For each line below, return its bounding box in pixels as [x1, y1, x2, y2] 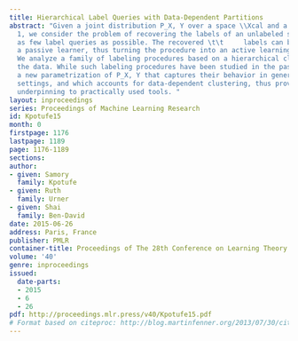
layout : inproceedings [9, 95, 93, 105]
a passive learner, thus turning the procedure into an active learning [17, 46, 292, 55]
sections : [9, 153, 46, 163]
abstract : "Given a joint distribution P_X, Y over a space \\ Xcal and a [9, 21, 288, 30]
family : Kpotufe [17, 178, 77, 187]
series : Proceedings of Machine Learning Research [9, 104, 200, 113]
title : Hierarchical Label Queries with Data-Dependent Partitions [9, 12, 264, 22]
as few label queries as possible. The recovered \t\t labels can [17, 37, 284, 47]
